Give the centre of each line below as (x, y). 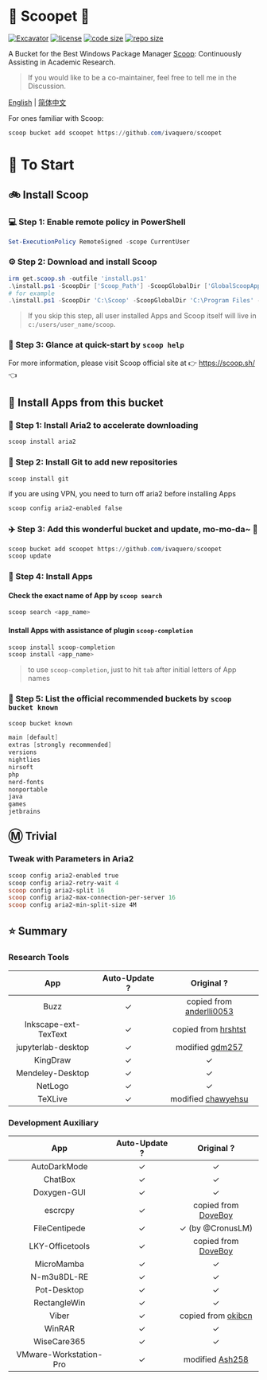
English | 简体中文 (37, 102)
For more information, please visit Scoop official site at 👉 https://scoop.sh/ (132, 363)
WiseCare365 (59, 1342)
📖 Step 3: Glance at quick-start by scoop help (96, 345)
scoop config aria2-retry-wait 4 (64, 883)
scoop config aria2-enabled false (66, 508)
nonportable (28, 789)
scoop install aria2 (43, 442)
